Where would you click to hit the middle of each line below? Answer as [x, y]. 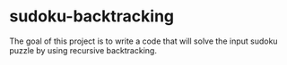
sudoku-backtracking [92, 16]
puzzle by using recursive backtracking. [83, 50]
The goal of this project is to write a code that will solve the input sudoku [143, 41]
